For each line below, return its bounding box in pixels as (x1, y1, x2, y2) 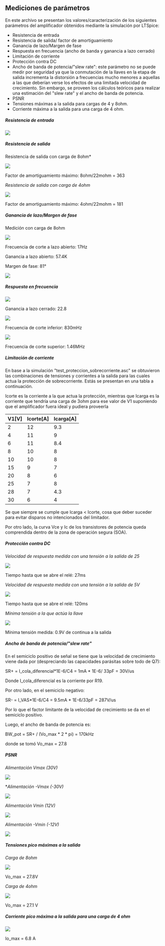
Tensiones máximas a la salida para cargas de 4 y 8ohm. (12, 100, 128, 106)
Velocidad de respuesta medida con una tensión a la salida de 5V (5, 581, 140, 588)
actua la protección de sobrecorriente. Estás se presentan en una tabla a (5, 378, 154, 384)
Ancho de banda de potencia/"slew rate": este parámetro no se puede (12, 64, 156, 70)
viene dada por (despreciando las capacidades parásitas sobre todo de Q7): (5, 658, 161, 664)
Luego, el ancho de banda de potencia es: (5, 721, 91, 727)
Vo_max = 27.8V (5, 873, 38, 879)
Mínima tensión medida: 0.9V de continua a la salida (5, 629, 111, 635)
